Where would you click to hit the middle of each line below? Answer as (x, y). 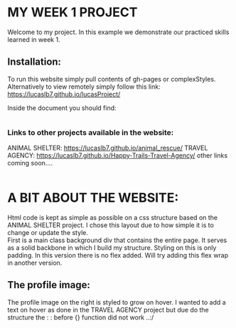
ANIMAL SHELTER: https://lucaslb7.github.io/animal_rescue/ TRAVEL (108, 148)
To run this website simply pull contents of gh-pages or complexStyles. (112, 79)
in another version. (35, 263)
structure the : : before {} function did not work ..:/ (81, 317)
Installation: (34, 62)
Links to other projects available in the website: (91, 132)
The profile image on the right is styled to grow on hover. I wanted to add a (117, 302)
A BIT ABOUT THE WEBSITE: (93, 198)
